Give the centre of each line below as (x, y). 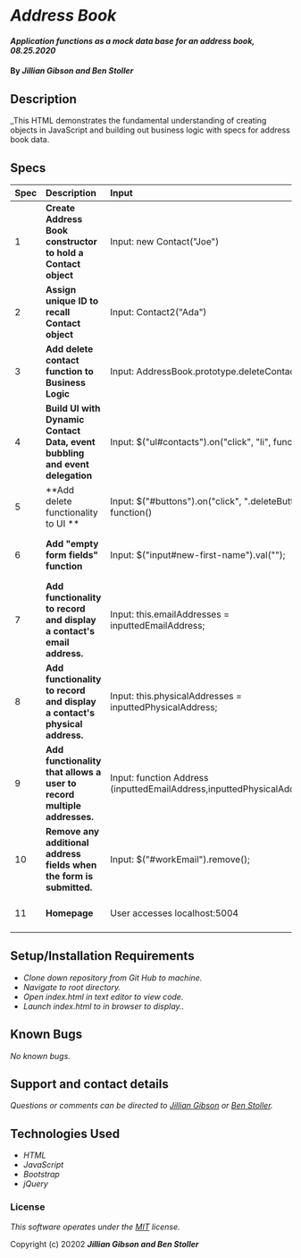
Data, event (71, 442)
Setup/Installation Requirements (102, 956)
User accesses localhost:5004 (175, 913)
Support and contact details (89, 1084)
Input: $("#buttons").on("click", (176, 501)
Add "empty (72, 544)
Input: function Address (159, 778)
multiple (63, 805)
